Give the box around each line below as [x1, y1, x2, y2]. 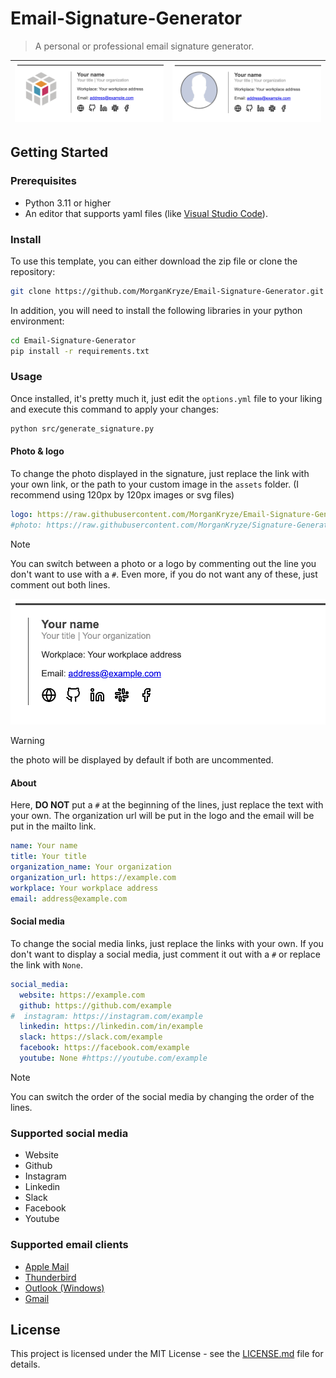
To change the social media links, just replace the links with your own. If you [10, 937, 324, 949]
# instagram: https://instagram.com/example [10, 1011, 203, 1021]
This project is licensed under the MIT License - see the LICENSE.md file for [10, 1348, 324, 1360]
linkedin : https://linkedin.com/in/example [19, 1022, 203, 1032]
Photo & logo [10, 445, 65, 457]
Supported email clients [10, 1238, 129, 1252]
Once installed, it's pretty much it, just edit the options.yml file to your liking [10, 392, 323, 404]
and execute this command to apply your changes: [10, 403, 220, 415]
